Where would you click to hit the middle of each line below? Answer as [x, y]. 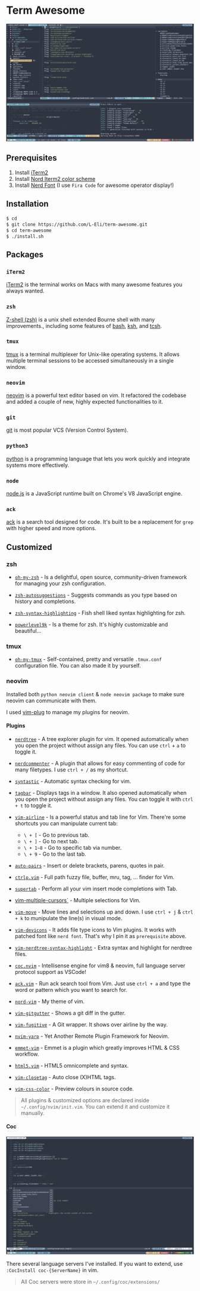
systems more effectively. [38, 465]
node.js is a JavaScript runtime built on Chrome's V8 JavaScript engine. [94, 494]
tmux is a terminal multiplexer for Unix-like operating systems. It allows [93, 354]
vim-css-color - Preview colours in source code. [74, 1089]
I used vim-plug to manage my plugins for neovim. [68, 712]
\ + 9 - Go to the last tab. [55, 854]
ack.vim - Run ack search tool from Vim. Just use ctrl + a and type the [102, 983]
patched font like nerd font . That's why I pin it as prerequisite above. [101, 936]
